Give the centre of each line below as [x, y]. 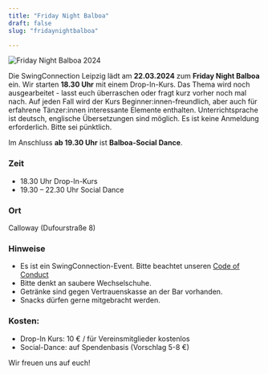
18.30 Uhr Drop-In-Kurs [59, 181]
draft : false [30, 23]
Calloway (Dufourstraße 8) [52, 228]
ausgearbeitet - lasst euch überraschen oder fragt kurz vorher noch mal [128, 93]
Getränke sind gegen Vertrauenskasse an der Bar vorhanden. [121, 292]
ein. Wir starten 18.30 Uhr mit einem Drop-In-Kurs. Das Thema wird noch [129, 84]
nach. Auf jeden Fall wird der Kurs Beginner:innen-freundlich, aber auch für [133, 102]
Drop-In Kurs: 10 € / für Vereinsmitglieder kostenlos [105, 339]
